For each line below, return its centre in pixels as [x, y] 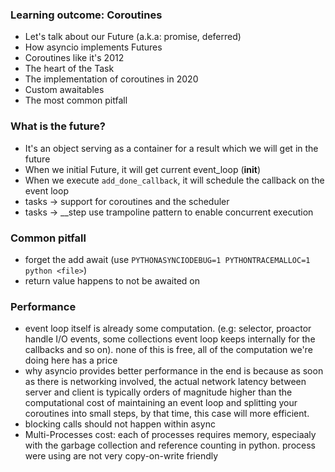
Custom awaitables [64, 90]
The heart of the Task [69, 69]
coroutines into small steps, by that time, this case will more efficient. [167, 414]
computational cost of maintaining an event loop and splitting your [161, 403]
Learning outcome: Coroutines [86, 15]
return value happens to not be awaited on [112, 280]
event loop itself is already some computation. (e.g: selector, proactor [168, 329]
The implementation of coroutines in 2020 [111, 79]
